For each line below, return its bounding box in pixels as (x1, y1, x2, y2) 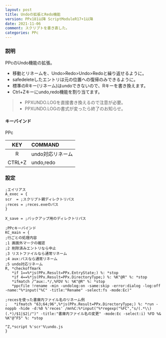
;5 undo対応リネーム (5, 262, 43, 267)
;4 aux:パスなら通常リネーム (5, 256, 58, 261)
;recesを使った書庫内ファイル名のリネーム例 (5, 297, 85, 302)
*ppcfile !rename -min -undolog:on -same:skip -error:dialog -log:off (11, 283, 161, 288)
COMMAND (31, 141, 59, 148)
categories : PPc (5, 30, 39, 35)
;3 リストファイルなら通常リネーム (5, 251, 67, 256)
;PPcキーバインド (5, 225, 36, 231)
